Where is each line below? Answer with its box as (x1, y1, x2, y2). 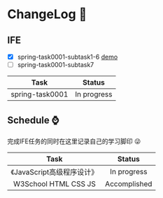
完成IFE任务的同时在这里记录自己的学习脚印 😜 (7, 136, 141, 146)
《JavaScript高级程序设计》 (10, 167, 99, 177)
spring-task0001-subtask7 (17, 61, 94, 69)
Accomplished (104, 178, 153, 188)
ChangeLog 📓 (7, 6, 87, 22)
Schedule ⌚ (7, 114, 59, 126)
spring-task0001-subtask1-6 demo (17, 52, 118, 61)
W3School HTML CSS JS (13, 178, 96, 188)
